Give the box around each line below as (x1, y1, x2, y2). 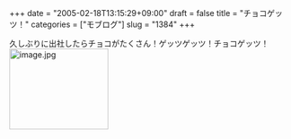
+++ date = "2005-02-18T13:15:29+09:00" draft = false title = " (9, 8, 244, 18)
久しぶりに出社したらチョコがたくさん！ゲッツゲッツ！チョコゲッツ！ (9, 39, 269, 48)
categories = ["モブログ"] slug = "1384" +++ (31, 19, 196, 30)
